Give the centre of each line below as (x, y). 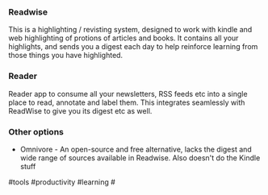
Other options (36, 131)
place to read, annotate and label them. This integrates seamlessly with (127, 102)
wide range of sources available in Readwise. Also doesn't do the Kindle (140, 158)
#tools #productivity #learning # (62, 182)
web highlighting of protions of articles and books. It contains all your (124, 38)
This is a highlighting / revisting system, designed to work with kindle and (130, 30)
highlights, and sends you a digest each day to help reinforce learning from (133, 47)
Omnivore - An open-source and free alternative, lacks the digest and (136, 149)
